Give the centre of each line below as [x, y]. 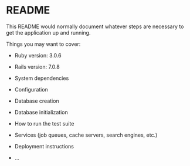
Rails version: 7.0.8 [37, 67]
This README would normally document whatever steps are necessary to [95, 26]
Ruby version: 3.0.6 [38, 55]
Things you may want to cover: [43, 44]
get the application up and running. [48, 32]
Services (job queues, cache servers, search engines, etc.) [86, 135]
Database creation [37, 101]
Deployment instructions [44, 146]
